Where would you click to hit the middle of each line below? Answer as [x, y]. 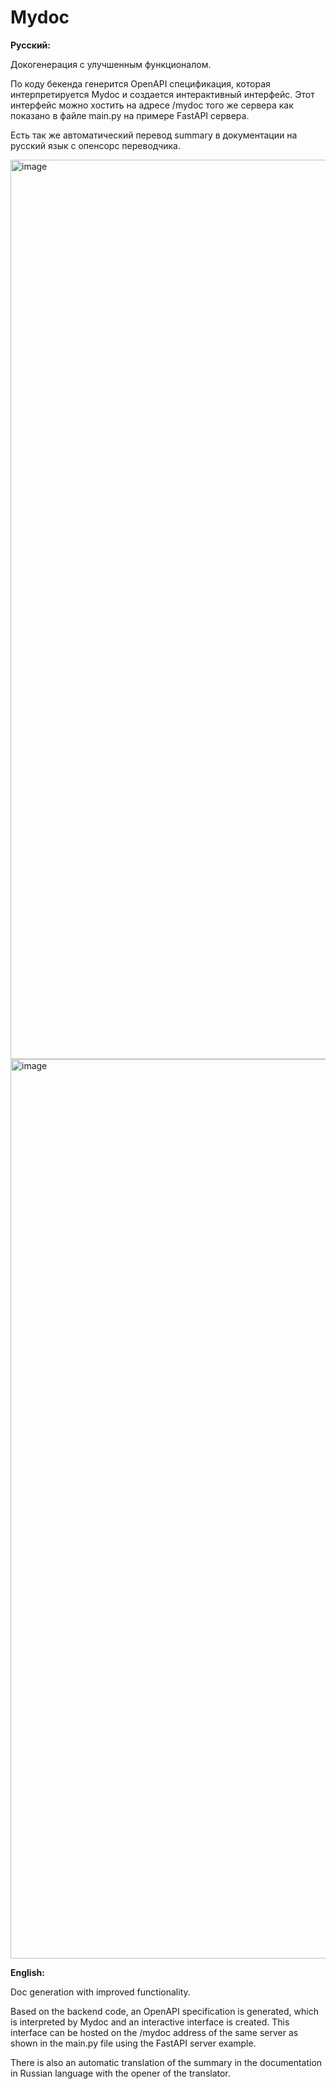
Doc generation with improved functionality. [100, 1992]
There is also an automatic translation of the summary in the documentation [166, 2062]
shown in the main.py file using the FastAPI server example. [133, 2043]
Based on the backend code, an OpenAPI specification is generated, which [164, 2011]
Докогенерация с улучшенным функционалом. [111, 64]
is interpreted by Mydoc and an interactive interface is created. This [150, 2022]
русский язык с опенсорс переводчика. [96, 145]
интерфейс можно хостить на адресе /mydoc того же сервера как [152, 105]
